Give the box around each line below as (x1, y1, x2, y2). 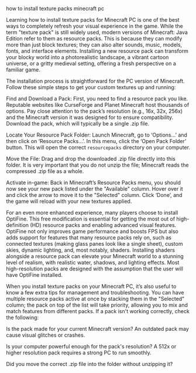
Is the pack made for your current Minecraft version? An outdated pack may (6, 325, 189, 332)
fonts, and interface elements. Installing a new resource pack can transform (6, 48, 189, 55)
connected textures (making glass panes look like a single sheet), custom (6, 240, 183, 247)
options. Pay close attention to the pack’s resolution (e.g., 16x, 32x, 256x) (6, 108, 183, 114)
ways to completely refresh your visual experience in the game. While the (6, 23, 183, 29)
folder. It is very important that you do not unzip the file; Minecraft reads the (6, 161, 189, 168)
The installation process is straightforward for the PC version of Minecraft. (6, 77, 185, 84)
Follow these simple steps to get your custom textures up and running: (6, 84, 176, 90)
